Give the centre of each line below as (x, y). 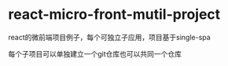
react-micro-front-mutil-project (114, 15)
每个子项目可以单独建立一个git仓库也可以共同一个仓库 (95, 53)
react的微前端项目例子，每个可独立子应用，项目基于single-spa (109, 37)
